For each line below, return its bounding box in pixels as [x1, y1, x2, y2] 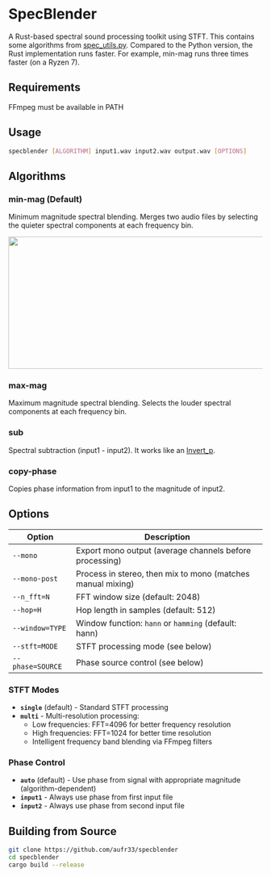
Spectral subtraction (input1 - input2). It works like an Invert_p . [8, 445, 216, 455]
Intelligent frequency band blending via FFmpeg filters [31, 736, 212, 747]
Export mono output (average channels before [76, 544, 252, 556]
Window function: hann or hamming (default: [76, 617, 237, 628]
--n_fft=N [12, 592, 50, 602]
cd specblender [8, 854, 60, 862]
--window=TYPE [12, 623, 67, 632]
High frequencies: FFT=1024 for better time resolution [31, 728, 212, 738]
